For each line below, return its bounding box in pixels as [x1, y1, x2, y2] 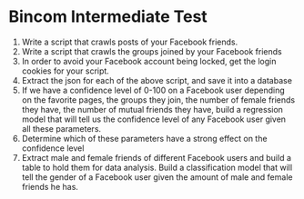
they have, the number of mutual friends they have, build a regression [21, 104, 284, 114]
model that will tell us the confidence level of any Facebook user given [21, 114, 287, 124]
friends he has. [21, 181, 79, 192]
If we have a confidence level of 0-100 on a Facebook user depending [21, 85, 286, 95]
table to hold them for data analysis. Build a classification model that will [21, 162, 293, 173]
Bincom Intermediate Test [8, 6, 208, 27]
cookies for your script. [21, 65, 110, 76]
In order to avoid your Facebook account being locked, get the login [21, 55, 277, 66]
